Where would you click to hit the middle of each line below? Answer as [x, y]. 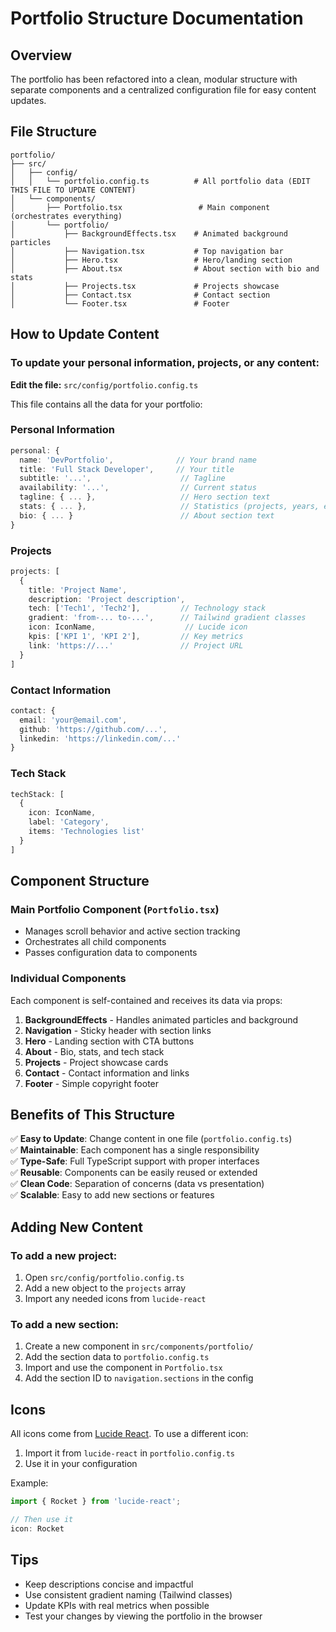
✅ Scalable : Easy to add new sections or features [112, 1195]
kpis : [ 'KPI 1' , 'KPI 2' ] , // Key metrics [136, 637]
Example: [29, 1483]
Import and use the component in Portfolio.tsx [123, 1368]
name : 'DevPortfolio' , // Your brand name [138, 460]
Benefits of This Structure [92, 1115]
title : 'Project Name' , [78, 590]
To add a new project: [64, 1255]
